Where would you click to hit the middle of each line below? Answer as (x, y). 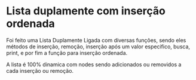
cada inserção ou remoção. (40, 70)
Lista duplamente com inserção (86, 11)
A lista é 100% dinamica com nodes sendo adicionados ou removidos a (94, 64)
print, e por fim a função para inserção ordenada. (67, 53)
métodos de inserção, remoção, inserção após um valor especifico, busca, (98, 47)
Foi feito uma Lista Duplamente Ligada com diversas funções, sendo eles (96, 40)
